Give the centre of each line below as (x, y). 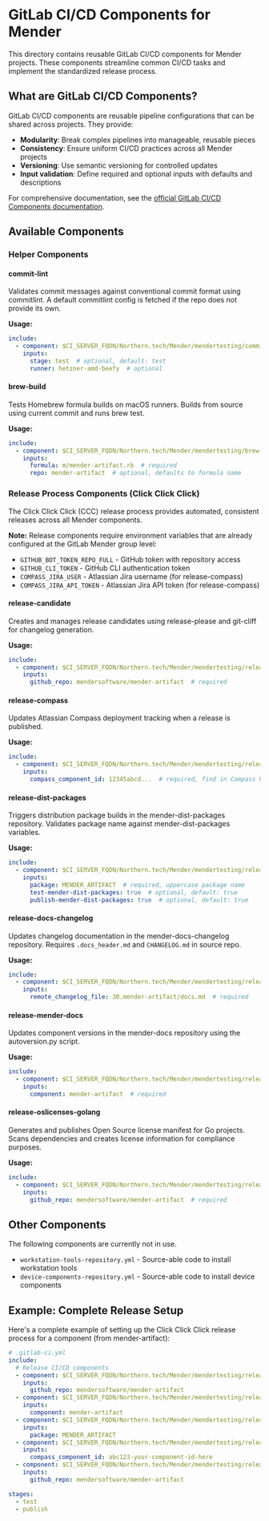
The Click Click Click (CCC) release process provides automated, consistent (134, 511)
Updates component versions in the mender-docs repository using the (124, 1033)
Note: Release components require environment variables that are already (130, 535)
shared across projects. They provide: (71, 124)
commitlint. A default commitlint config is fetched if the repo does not (123, 300)
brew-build (27, 387)
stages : (21, 1494)
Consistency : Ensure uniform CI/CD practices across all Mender (126, 148)
